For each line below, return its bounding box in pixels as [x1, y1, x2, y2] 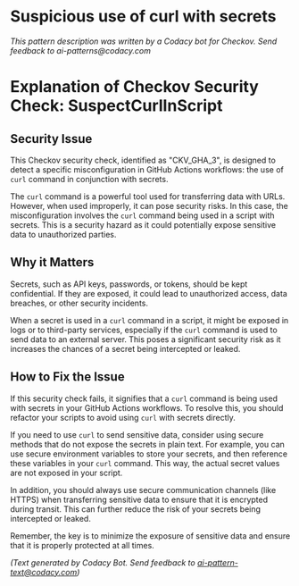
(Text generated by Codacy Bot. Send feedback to [10, 557, 195, 568]
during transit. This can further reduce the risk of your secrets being [10, 503, 262, 515]
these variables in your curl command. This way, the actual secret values [10, 457, 280, 468]
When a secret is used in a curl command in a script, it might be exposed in [10, 314, 289, 325]
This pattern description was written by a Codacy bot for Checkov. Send [10, 36, 278, 46]
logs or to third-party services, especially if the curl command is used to [10, 324, 278, 335]
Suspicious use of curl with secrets [10, 6, 277, 27]
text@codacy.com [10, 566, 78, 577]
